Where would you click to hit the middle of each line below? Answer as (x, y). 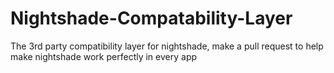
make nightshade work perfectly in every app (104, 56)
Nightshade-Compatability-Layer (151, 18)
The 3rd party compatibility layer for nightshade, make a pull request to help (167, 46)
